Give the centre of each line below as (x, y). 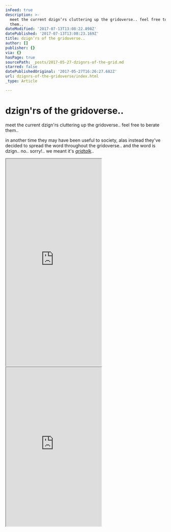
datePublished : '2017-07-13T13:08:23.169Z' (52, 34)
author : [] (17, 43)
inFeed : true (19, 10)
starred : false (21, 67)
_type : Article (21, 81)
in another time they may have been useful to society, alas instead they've (83, 140)
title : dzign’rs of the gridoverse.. (45, 39)
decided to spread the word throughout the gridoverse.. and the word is (80, 145)
